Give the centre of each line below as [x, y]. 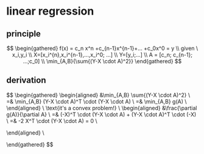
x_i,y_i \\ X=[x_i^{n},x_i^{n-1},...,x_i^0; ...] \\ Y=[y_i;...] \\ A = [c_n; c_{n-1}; [102, 55]
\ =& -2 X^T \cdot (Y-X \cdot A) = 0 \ [52, 121]
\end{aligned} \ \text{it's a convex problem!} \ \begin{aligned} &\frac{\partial [102, 108]
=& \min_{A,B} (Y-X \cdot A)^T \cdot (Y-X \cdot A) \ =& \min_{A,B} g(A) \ [97, 101]
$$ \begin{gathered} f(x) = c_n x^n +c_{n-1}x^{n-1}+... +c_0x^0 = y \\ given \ [102, 48]
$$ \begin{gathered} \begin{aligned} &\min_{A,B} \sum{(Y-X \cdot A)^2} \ [98, 95]
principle [24, 34]
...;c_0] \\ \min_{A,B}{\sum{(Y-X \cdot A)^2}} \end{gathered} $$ [102, 61]
